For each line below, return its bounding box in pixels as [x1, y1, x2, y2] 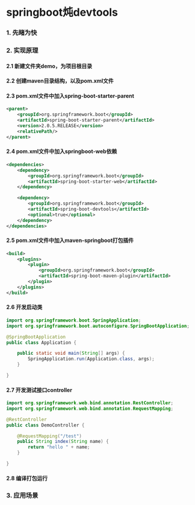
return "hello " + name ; [28, 444, 90, 450]
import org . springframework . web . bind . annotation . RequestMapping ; [6, 405, 173, 411]
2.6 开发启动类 [6, 303, 43, 311]
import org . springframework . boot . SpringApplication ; [6, 317, 141, 323]
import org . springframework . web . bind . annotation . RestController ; [6, 400, 173, 406]
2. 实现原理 [6, 46, 39, 55]
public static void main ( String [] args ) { [17, 351, 125, 357]
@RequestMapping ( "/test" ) [17, 433, 82, 439]
